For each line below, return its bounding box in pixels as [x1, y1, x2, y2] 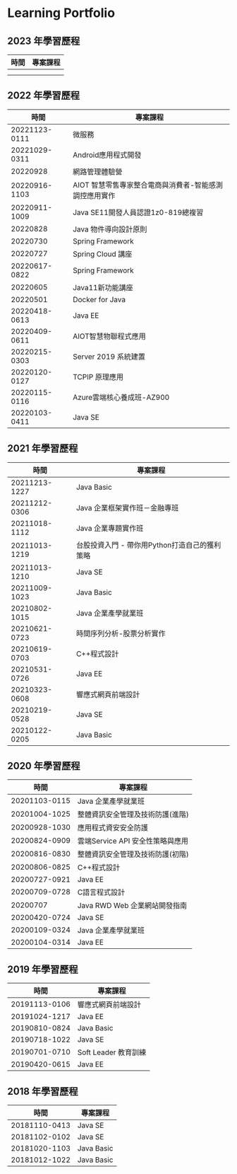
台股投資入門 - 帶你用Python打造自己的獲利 [76, 540, 221, 550]
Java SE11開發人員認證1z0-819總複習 [73, 207, 204, 217]
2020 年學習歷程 [7, 760, 80, 772]
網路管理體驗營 [73, 166, 123, 176]
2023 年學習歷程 [7, 35, 80, 47]
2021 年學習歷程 [7, 442, 78, 454]
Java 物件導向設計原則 [73, 224, 147, 234]
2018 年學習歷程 [7, 1085, 79, 1098]
